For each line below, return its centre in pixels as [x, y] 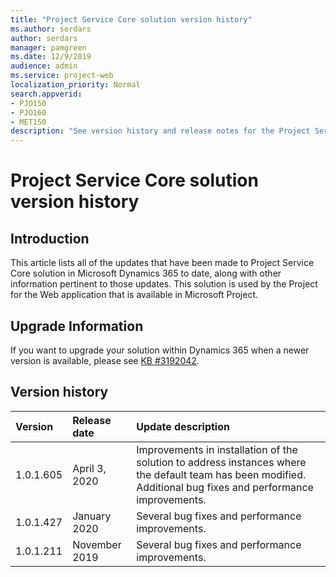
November [97, 544]
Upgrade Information [77, 326]
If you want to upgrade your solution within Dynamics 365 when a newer [160, 350]
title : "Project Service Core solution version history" [131, 19]
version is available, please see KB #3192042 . [105, 360]
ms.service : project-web [62, 76]
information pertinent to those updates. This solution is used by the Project [164, 284]
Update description [183, 426]
